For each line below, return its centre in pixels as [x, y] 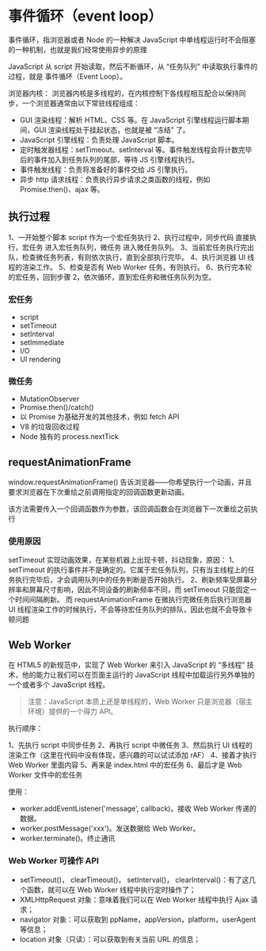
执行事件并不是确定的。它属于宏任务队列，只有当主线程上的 [150, 570]
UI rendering [40, 359]
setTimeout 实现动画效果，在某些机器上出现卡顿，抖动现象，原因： [118, 560]
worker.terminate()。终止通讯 [67, 838]
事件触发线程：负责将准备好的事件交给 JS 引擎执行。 [106, 169]
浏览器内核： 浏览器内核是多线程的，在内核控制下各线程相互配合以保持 [123, 93]
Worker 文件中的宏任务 [46, 775]
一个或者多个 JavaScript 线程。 [59, 685]
